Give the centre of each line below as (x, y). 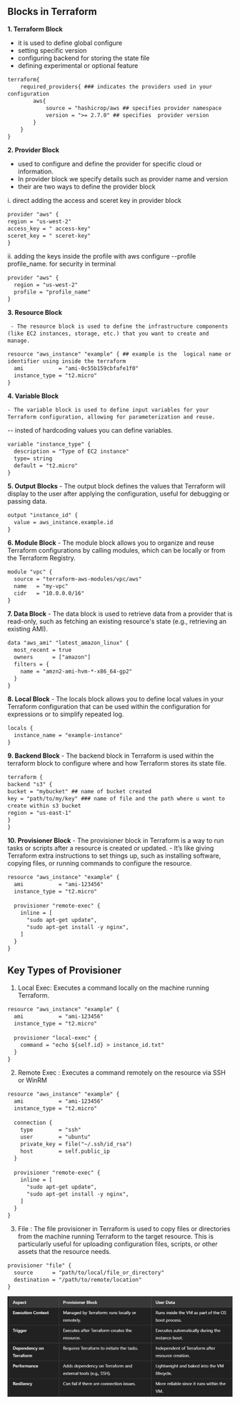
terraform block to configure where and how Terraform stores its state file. (117, 763)
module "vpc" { (30, 572)
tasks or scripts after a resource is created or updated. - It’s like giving (111, 848)
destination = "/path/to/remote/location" (78, 1280)
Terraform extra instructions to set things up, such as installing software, (114, 856)
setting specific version (52, 50)
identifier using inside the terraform (67, 361)
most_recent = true (43, 650)
